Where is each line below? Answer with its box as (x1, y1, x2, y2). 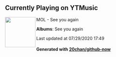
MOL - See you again (36, 16, 79, 22)
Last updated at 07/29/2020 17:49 (36, 35, 104, 41)
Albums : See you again (36, 26, 83, 32)
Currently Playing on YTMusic (5, 4, 98, 12)
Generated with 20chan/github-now (36, 46, 111, 52)
